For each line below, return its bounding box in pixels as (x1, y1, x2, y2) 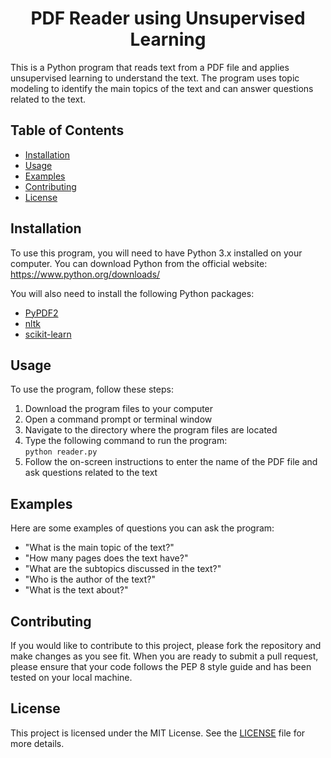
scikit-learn (24, 328, 72, 340)
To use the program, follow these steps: (10, 383, 174, 396)
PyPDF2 (24, 307, 59, 319)
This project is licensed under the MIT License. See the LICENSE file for (10, 727, 306, 739)
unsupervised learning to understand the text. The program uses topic (10, 72, 300, 84)
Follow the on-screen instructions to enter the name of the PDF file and (24, 456, 318, 468)
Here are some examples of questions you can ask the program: (10, 522, 275, 534)
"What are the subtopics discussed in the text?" (24, 563, 222, 575)
